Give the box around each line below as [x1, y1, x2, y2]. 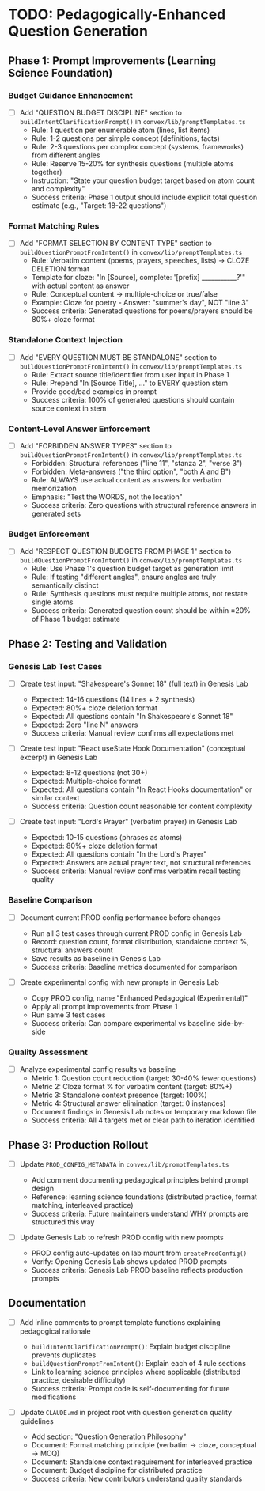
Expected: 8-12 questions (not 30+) [31, 768, 148, 778]
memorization [31, 484, 77, 494]
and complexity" [31, 184, 85, 193]
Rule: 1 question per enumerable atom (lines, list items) [31, 125, 210, 134]
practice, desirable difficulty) [31, 1375, 126, 1385]
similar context [31, 793, 80, 803]
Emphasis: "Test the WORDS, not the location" [31, 492, 184, 501]
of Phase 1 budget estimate [31, 615, 121, 624]
